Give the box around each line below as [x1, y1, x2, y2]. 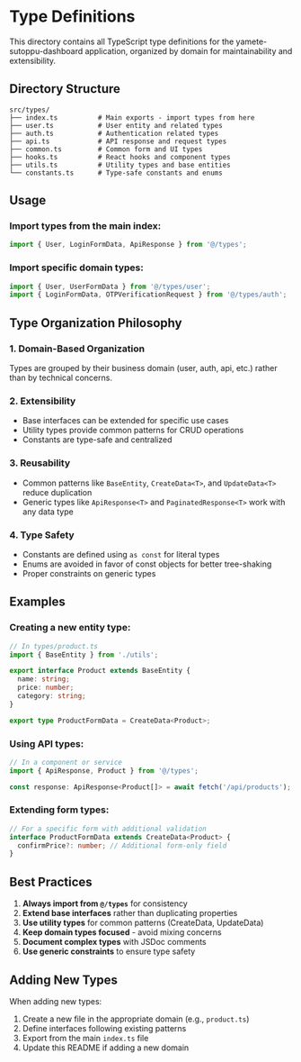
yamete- [235, 36, 268, 47]
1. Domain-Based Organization [9, 342, 146, 355]
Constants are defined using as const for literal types [22, 549, 220, 559]
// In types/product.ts [9, 641, 99, 650]
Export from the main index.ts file [22, 1032, 149, 1043]
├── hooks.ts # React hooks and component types [9, 152, 231, 161]
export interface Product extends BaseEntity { [9, 667, 191, 676]
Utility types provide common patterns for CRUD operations [22, 425, 244, 436]
